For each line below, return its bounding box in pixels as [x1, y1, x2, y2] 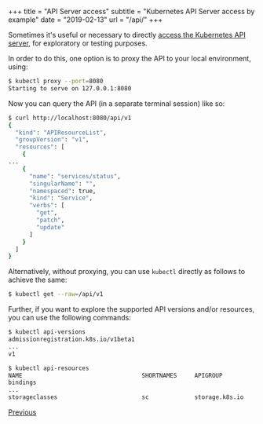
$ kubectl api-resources [8, 364, 89, 372]
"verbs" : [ [28, 202, 65, 210]
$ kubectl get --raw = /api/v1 [8, 291, 104, 298]
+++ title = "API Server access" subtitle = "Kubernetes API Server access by [8, 7, 255, 16]
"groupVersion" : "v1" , [15, 136, 89, 144]
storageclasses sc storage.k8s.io [8, 393, 244, 401]
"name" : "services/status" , [28, 172, 122, 180]
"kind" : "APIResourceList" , [15, 129, 108, 137]
